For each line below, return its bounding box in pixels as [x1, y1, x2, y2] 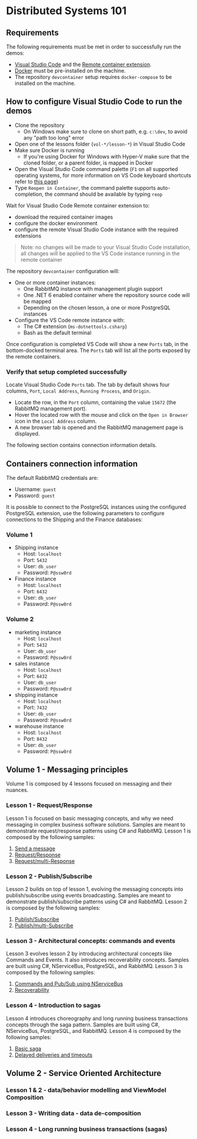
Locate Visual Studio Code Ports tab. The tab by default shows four [6, 381, 170, 389]
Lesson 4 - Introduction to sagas [6, 1001, 101, 1009]
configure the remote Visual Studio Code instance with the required [14, 226, 178, 233]
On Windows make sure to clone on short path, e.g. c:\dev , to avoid [23, 128, 188, 135]
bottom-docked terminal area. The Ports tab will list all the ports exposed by [6, 347, 191, 354]
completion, [14, 190, 44, 197]
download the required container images [14, 213, 113, 220]
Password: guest [14, 492, 55, 499]
